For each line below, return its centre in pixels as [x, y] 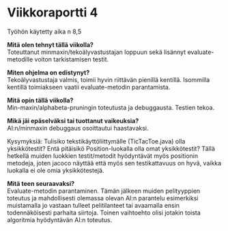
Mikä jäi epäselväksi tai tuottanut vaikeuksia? [73, 120]
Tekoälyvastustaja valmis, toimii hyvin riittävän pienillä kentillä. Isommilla [109, 79]
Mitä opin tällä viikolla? [40, 100]
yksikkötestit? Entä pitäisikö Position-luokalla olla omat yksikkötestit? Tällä [111, 148]
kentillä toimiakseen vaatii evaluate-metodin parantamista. [89, 87]
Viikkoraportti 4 [53, 13]
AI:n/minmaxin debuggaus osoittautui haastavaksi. [78, 128]
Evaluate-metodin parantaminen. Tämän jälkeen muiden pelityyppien [104, 191]
